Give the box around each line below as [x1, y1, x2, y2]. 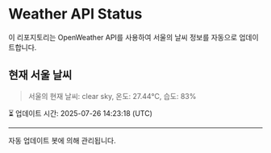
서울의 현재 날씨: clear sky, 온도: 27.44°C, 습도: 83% [27, 91, 197, 101]
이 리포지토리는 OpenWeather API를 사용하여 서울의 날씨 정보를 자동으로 [8, 32, 238, 42]
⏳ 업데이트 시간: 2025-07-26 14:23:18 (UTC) [8, 108, 153, 118]
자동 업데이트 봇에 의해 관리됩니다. [8, 135, 116, 145]
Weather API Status [8, 5, 143, 23]
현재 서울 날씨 [8, 68, 73, 82]
